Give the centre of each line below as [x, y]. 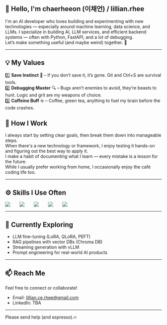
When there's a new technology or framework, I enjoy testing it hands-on [80, 146]
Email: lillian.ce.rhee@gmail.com [45, 297]
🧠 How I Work [26, 123]
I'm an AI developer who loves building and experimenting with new [74, 21]
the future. [16, 162]
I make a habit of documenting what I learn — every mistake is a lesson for [82, 156]
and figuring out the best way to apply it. [47, 151]
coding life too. [21, 172]
